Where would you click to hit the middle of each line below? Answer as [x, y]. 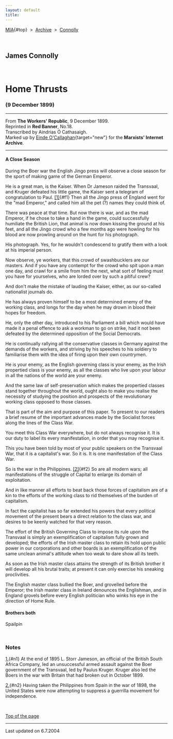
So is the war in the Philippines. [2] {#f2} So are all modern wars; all [76, 469]
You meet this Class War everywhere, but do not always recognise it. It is [83, 433]
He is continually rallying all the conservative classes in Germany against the [86, 344]
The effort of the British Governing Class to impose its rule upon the [77, 532]
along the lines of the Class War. [39, 423]
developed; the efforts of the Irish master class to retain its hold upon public [86, 543]
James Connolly [32, 55]
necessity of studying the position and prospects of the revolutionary [79, 396]
